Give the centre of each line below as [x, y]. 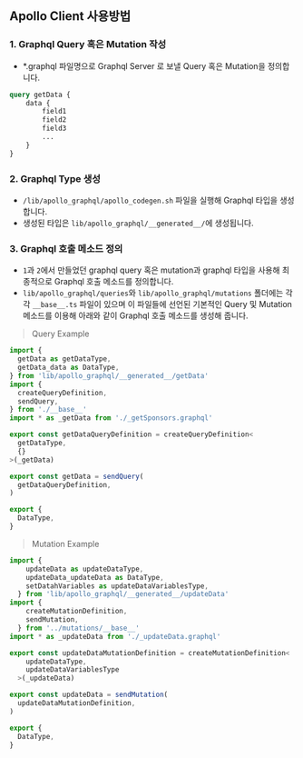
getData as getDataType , [64, 359]
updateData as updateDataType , [85, 569]
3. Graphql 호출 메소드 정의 [66, 248]
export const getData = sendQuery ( [77, 476]
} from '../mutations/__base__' [79, 628]
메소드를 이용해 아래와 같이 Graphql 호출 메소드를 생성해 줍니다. [135, 315]
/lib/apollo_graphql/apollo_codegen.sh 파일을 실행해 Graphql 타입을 [150, 200]
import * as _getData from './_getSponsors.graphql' [111, 418]
